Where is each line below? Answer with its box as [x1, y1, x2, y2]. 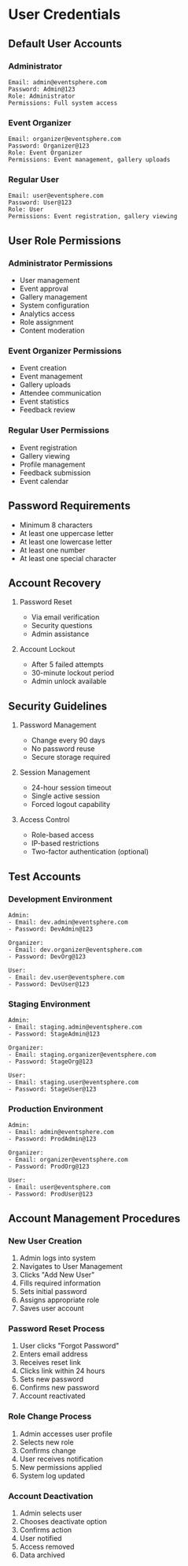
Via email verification [31, 612, 100, 622]
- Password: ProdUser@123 [8, 1190, 93, 1199]
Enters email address [19, 1349, 88, 1359]
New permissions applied [19, 1462, 102, 1471]
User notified [19, 1534, 62, 1543]
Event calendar [19, 476, 69, 485]
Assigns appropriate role [19, 1295, 100, 1305]
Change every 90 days [31, 735, 105, 746]
